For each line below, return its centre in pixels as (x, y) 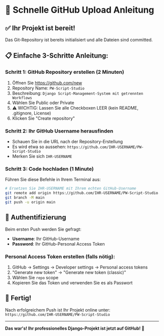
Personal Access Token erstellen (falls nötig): (60, 256)
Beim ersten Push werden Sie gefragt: (43, 229)
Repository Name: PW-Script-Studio (48, 88)
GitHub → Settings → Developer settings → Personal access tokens (80, 267)
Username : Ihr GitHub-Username (46, 239)
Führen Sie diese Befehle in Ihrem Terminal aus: (53, 179)
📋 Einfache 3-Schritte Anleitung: (57, 56)
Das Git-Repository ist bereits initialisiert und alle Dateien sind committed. (79, 40)
